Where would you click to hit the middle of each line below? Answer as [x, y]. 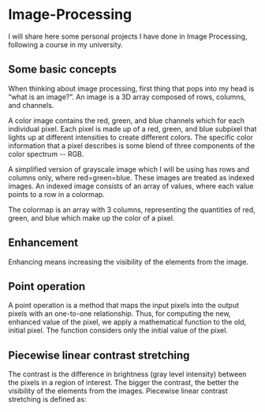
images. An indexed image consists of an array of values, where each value [131, 186]
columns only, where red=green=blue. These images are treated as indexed [131, 177]
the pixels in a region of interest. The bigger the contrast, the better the [123, 383]
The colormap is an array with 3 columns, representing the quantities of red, [132, 210]
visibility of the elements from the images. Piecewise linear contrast [118, 391]
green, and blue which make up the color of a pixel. [91, 217]
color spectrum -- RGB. [46, 154]
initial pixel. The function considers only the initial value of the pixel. [118, 330]
